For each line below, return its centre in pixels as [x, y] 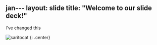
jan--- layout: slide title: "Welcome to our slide [79, 8]
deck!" [16, 16]
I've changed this [23, 28]
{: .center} [40, 37]
